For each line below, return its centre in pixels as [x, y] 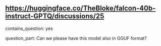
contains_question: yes [29, 28]
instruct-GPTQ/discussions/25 [55, 16]
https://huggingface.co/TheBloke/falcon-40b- [80, 8]
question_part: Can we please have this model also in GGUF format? [76, 38]
